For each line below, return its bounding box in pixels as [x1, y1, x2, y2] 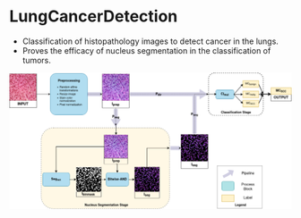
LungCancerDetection [9, 6, 178, 27]
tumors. [21, 54, 52, 65]
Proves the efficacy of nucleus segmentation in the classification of [21, 45, 271, 55]
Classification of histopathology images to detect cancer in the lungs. [21, 36, 279, 46]
